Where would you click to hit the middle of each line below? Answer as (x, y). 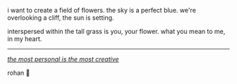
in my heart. (25, 39)
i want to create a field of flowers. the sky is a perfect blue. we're (102, 10)
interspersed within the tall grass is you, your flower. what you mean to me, (116, 31)
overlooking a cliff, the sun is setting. (61, 18)
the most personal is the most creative (63, 59)
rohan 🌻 (19, 73)
